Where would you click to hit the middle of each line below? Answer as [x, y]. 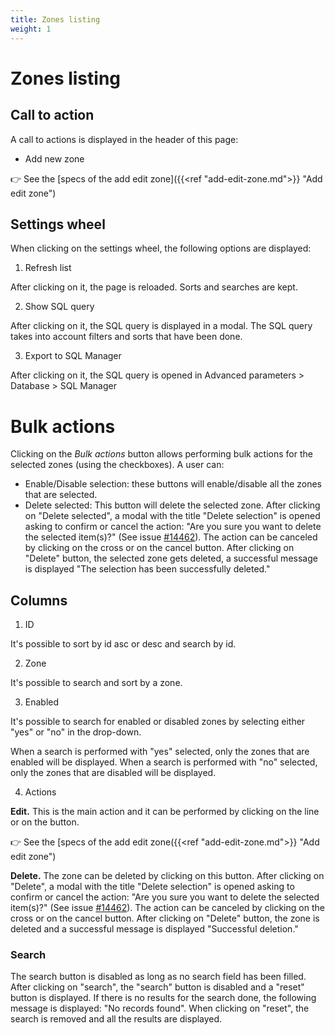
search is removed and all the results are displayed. [116, 1019]
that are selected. [61, 495]
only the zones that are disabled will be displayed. [113, 773]
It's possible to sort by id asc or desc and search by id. [123, 644]
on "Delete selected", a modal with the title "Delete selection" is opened [172, 516]
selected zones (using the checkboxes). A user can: [117, 465]
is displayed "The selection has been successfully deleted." [147, 569]
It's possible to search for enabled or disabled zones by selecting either [158, 722]
